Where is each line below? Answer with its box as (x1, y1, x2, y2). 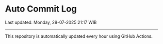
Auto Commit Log (5, 3, 77, 15)
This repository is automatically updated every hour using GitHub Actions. (5, 33, 153, 39)
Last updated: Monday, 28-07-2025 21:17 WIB (5, 19, 97, 25)
